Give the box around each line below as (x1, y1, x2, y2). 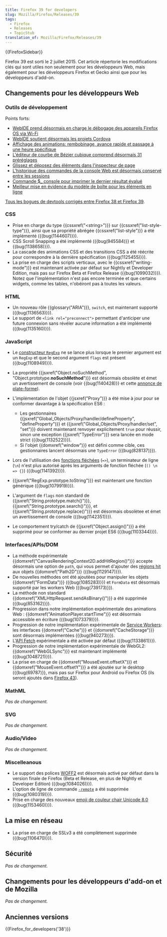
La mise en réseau (5, 817, 63, 825)
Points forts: (5, 115, 30, 121)
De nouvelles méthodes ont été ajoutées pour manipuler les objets (12, 574, 149, 580)
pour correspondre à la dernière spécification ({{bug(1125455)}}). (12, 254, 147, 260)
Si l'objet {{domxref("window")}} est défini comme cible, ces (19, 442, 145, 448)
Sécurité (5, 850, 32, 858)
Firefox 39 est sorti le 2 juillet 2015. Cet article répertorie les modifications (5, 58, 157, 64)
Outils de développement (5, 104, 68, 111)
